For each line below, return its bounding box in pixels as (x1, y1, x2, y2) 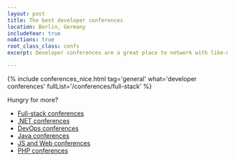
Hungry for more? (7, 95, 59, 104)
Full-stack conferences (17, 109, 85, 118)
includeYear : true (7, 29, 61, 37)
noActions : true (7, 36, 55, 43)
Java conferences (17, 131, 70, 140)
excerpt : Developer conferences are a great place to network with (7, 50, 208, 57)
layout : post (7, 10, 45, 17)
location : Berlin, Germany (7, 23, 86, 30)
